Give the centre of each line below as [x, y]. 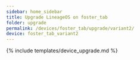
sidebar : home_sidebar [34, 12]
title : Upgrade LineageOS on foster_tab [57, 17]
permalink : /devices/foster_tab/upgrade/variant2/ [70, 28]
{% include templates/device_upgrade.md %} [62, 50]
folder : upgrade [26, 23]
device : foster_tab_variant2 [42, 34]
